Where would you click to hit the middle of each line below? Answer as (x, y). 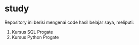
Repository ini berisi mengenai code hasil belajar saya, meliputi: (69, 22)
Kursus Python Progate (35, 37)
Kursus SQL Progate (32, 32)
